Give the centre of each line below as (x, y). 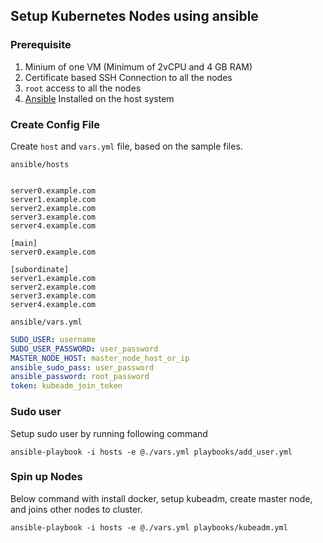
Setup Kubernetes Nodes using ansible (134, 16)
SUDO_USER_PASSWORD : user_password (84, 349)
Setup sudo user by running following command (109, 433)
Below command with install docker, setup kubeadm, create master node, (161, 498)
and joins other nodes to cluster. (76, 509)
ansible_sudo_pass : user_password (82, 367)
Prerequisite (41, 45)
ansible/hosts (40, 164)
